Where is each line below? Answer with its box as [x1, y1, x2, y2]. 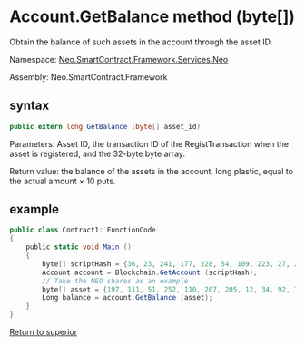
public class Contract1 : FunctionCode [9, 225, 156, 235]
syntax [9, 98, 50, 114]
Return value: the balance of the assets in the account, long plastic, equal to [9, 165, 293, 176]
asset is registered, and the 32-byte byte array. [9, 148, 186, 159]
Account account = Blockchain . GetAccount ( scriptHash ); [42, 268, 258, 277]
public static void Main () [25, 242, 132, 252]
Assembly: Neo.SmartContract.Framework [9, 71, 168, 83]
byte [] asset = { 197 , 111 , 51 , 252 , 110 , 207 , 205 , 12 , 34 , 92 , [42, 284, 290, 294]
